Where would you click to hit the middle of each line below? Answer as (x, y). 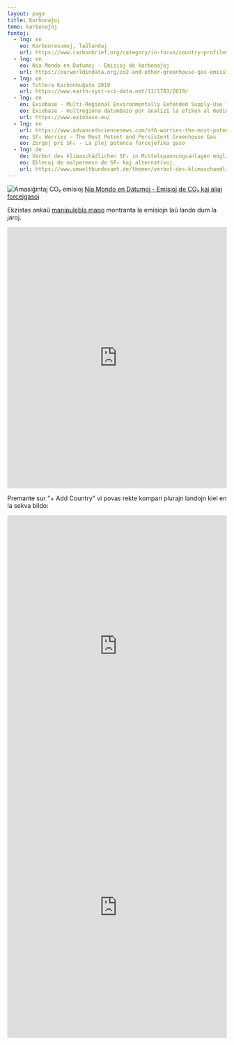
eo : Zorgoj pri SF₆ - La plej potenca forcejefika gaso (103, 144)
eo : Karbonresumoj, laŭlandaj (64, 46)
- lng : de (28, 150)
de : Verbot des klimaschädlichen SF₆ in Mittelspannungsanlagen (115, 156)
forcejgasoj (23, 196)
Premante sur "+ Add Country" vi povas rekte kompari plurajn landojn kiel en (117, 498)
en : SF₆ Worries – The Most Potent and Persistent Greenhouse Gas (118, 137)
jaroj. (15, 217)
